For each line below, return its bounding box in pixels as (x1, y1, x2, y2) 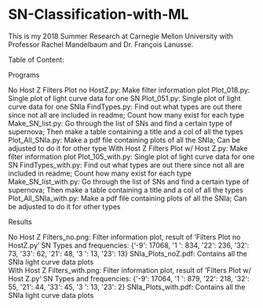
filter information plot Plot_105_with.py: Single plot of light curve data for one (8, 151, 255, 161)
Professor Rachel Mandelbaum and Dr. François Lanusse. (8, 39, 194, 49)
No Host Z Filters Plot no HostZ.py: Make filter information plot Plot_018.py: (8, 85, 250, 95)
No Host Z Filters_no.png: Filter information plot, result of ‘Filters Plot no (8, 232, 241, 241)
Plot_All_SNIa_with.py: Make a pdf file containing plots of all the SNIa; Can (8, 194, 247, 203)
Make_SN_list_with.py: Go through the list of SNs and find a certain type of (8, 176, 250, 186)
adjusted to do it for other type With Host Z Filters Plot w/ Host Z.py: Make (8, 143, 248, 153)
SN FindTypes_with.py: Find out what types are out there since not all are (8, 160, 245, 169)
